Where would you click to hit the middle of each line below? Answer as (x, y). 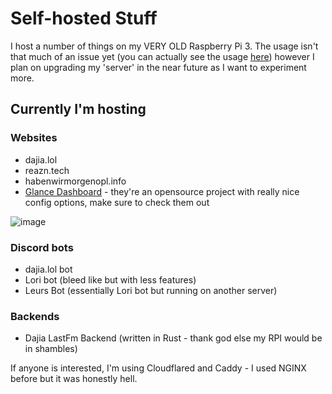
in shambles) (51, 349)
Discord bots (42, 247)
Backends (35, 316)
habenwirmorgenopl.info (75, 181)
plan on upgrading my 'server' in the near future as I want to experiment (158, 67)
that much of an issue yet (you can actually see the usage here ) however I (162, 56)
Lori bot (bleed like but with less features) (110, 279)
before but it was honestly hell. (74, 379)
